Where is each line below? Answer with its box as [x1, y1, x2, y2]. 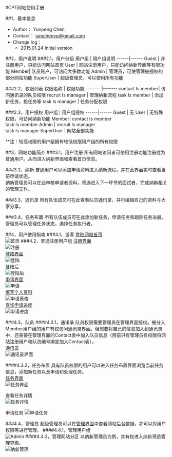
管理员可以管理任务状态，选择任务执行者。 [5, 221, 95, 227]
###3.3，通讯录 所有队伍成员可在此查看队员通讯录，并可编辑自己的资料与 [5, 197, 162, 203]
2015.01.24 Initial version [20, 45, 73, 51]
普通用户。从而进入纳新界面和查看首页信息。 [5, 156, 100, 162]
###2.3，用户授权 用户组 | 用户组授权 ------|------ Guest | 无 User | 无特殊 [5, 109, 163, 115]
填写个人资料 [5, 289, 32, 295]
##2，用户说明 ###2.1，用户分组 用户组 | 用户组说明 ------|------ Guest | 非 [5, 55, 165, 62]
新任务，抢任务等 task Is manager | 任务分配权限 [5, 98, 108, 104]
